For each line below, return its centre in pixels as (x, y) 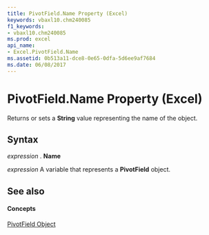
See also (26, 191)
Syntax (23, 140)
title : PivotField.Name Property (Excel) (68, 13)
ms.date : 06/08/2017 (37, 65)
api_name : (21, 45)
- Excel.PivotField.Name (43, 52)
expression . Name (34, 156)
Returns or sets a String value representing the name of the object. (102, 118)
